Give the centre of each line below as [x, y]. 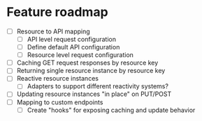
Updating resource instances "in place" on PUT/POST [94, 94]
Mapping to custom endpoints [60, 102]
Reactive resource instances [58, 79]
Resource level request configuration [80, 55]
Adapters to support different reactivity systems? [98, 86]
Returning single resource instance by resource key [91, 71]
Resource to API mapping [53, 31]
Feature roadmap [58, 12]
